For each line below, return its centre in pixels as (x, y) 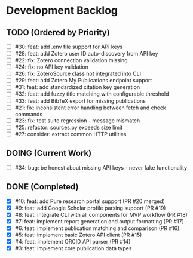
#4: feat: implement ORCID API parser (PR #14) (73, 241)
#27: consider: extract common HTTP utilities (71, 134)
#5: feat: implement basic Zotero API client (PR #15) (78, 235)
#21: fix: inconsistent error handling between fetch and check (90, 107)
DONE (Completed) (42, 187)
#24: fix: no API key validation (51, 67)
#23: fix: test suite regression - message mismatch (77, 121)
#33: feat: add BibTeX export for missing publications (80, 101)
